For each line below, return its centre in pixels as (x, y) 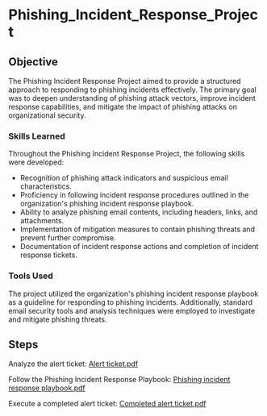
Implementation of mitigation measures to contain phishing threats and (138, 229)
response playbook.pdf (47, 388)
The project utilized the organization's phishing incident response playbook (133, 293)
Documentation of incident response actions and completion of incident (139, 247)
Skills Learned (37, 136)
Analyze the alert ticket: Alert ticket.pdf (73, 364)
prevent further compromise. (68, 238)
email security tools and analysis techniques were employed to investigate (132, 310)
